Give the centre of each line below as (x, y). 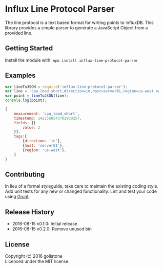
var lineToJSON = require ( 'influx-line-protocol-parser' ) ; (66, 87)
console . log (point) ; (26, 100)
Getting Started (29, 48)
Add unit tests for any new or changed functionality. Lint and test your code (81, 191)
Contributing (25, 174)
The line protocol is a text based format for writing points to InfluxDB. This (79, 22)
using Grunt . (18, 197)
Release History (30, 212)
